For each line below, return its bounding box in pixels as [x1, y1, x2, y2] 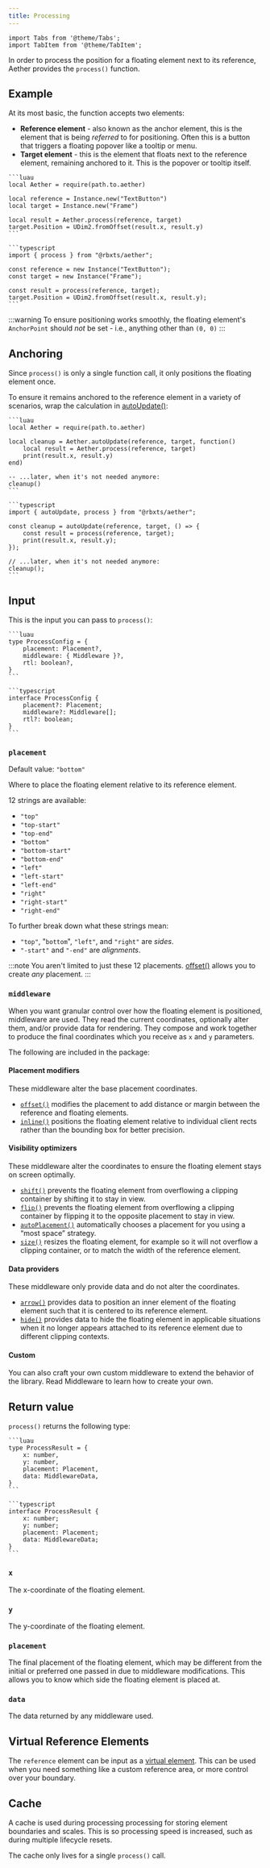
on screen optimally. [8, 1170, 76, 1179]
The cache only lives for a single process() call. [8, 1851, 167, 1861]
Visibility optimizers [8, 1143, 77, 1153]
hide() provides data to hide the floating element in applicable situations [19, 1315, 261, 1325]
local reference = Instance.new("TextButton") [8, 195, 168, 203]
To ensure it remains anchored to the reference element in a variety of [8, 393, 241, 402]
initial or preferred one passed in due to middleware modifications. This [8, 1666, 246, 1676]
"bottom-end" [19, 855, 64, 863]
